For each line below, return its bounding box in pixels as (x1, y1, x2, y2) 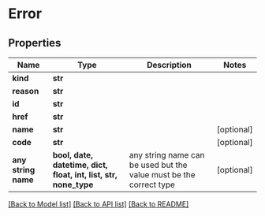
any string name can (129, 150, 205, 160)
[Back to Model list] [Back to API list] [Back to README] (8, 199, 189, 209)
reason (12, 86, 39, 96)
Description (147, 60, 192, 70)
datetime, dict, (52, 159, 108, 170)
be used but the (129, 159, 188, 170)
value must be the (129, 169, 196, 180)
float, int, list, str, (52, 169, 118, 180)
